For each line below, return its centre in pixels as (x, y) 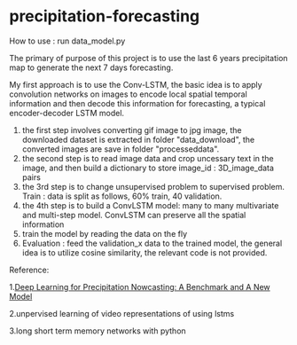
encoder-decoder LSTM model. (67, 113)
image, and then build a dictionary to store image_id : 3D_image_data (148, 168)
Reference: (29, 270)
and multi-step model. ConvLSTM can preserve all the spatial (134, 215)
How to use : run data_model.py (67, 41)
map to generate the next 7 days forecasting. (91, 67)
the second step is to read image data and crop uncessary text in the (148, 158)
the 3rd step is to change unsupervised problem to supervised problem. (153, 186)
